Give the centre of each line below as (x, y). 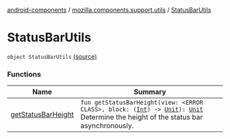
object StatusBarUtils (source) (52, 56)
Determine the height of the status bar (142, 117)
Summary (150, 92)
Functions (24, 74)
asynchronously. (107, 126)
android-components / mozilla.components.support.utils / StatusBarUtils (109, 10)
